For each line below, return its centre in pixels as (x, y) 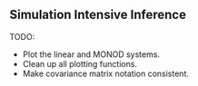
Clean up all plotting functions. (80, 63)
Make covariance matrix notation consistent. (105, 73)
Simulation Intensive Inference (98, 15)
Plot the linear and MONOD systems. (91, 54)
